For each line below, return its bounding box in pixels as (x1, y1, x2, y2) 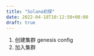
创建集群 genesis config (14, 37, 73, 44)
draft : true (6, 19, 35, 25)
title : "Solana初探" (6, 8, 55, 15)
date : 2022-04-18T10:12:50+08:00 (6, 14, 89, 20)
